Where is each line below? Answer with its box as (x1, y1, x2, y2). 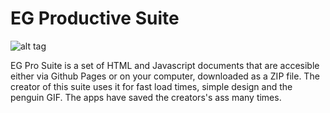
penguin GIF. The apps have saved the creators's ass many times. (10, 91, 282, 103)
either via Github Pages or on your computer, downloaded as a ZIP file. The (10, 70, 320, 82)
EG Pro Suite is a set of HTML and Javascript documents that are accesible (10, 59, 320, 71)
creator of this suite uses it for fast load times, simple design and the (10, 80, 293, 92)
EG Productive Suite (10, 7, 180, 30)
